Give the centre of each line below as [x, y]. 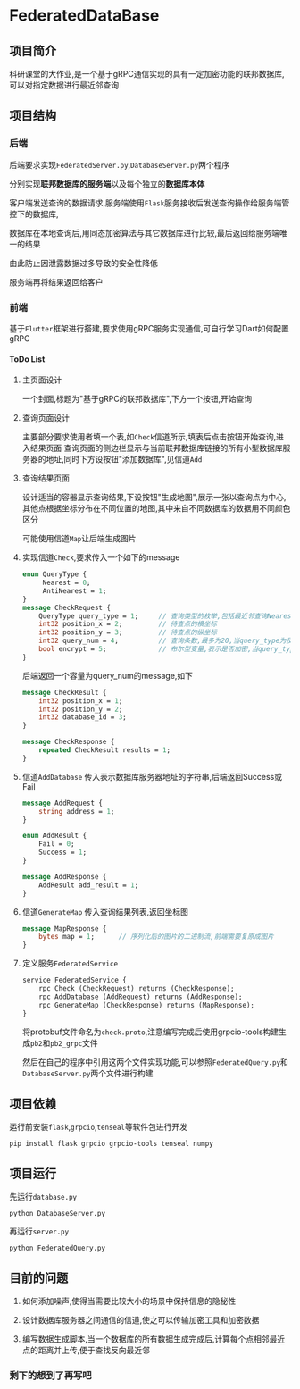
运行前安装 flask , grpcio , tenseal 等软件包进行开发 [98, 1127]
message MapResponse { [64, 929]
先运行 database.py [43, 1197]
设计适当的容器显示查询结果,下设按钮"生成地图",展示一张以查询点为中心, [154, 498]
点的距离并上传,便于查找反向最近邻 [86, 1350]
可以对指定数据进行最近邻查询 [64, 85]
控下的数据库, [34, 213]
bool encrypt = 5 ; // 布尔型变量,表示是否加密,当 [149, 649]
